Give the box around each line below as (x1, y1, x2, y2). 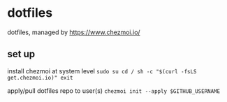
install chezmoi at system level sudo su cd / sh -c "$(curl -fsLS (7, 66, 197, 75)
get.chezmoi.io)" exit (7, 74, 73, 81)
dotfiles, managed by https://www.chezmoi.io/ (7, 28, 141, 36)
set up (7, 48, 36, 60)
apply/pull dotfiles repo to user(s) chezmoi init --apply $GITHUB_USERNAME (7, 86, 221, 95)
